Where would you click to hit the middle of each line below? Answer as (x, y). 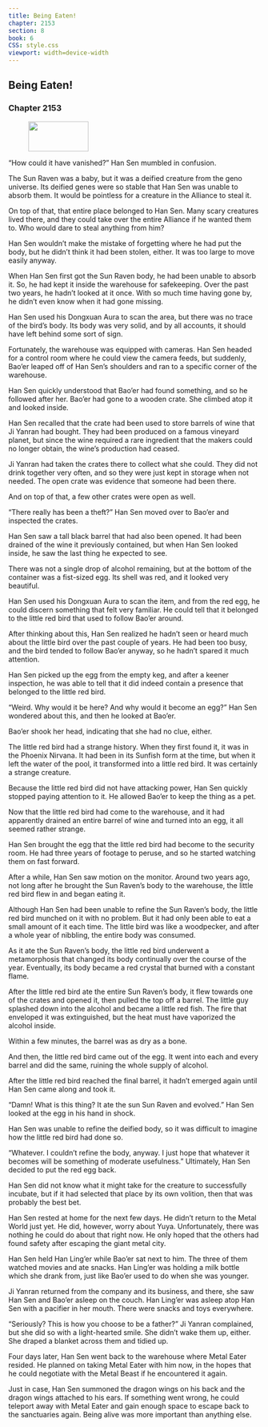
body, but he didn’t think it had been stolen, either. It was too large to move (132, 251)
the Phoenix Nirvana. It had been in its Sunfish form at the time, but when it (132, 755)
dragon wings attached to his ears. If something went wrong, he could (124, 1397)
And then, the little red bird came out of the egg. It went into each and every (133, 1056)
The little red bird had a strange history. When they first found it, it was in (129, 746)
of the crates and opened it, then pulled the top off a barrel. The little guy (129, 1000)
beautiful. (24, 585)
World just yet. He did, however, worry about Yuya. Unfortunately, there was (134, 1226)
